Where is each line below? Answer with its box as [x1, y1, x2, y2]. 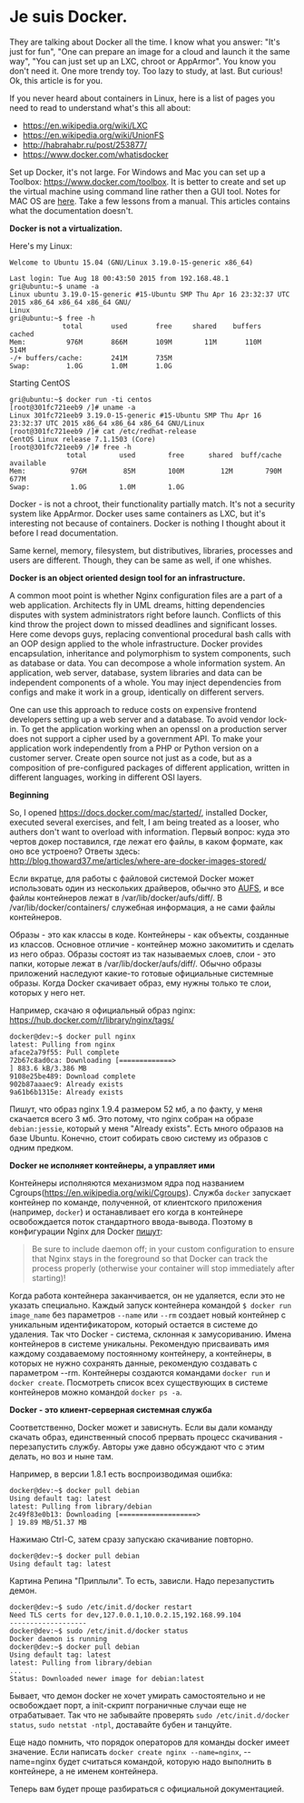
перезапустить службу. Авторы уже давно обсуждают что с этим [9, 1441, 265, 1452]
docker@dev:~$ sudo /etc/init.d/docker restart [9, 1602, 193, 1611]
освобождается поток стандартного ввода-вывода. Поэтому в [9, 1216, 253, 1227]
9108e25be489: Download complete [9, 1071, 136, 1081]
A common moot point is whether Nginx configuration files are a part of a [9, 589, 283, 601]
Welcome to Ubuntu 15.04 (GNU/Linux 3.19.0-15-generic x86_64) [9, 257, 254, 267]
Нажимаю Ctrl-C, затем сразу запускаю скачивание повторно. [9, 1534, 254, 1545]
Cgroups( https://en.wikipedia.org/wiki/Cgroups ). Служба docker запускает [9, 1187, 292, 1197]
